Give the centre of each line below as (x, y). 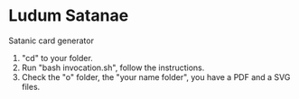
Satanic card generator (51, 40)
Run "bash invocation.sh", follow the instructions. (113, 67)
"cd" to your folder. (57, 58)
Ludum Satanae (69, 16)
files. (31, 86)
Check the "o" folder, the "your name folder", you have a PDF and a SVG (156, 76)
